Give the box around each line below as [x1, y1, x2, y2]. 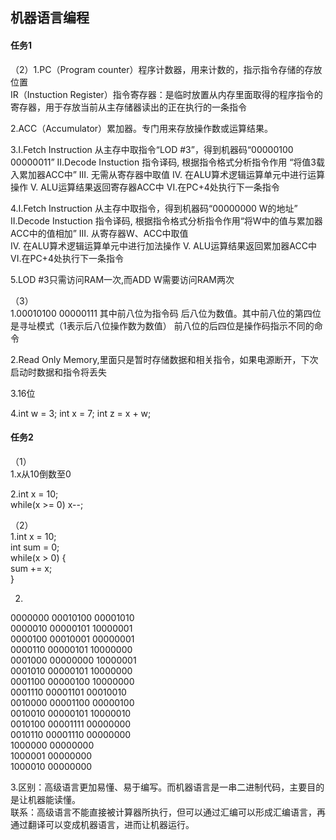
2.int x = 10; [10, 488, 59, 500]
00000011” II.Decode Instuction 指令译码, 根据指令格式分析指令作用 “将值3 [10, 156, 317, 168]
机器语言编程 [10, 9, 90, 27]
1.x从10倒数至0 [10, 468, 72, 480]
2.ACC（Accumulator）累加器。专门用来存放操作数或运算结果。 [10, 122, 274, 134]
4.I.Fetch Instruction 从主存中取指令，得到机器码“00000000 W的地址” [10, 202, 298, 214]
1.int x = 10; [10, 530, 57, 542]
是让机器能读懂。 [10, 793, 81, 805]
